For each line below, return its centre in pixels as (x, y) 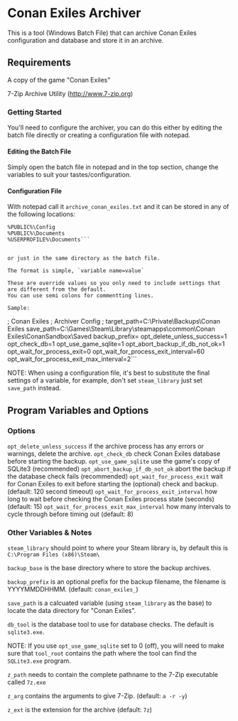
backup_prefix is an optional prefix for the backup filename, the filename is (117, 582)
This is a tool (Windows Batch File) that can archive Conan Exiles (102, 33)
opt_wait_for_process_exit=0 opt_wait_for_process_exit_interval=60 (106, 352)
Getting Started (34, 112)
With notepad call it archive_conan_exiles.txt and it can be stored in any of (118, 207)
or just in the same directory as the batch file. (84, 258)
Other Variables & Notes (50, 533)
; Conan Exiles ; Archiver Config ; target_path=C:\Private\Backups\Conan (114, 321)
